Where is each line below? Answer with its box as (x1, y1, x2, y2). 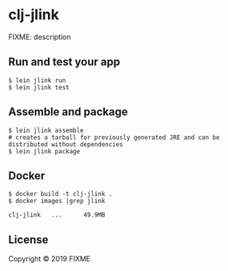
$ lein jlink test (8, 83, 70, 91)
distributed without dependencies (8, 140, 124, 149)
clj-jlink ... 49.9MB (8, 211, 106, 219)
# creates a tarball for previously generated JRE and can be (8, 134, 220, 141)
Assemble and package (8, 106, 128, 119)
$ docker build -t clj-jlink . (8, 190, 113, 198)
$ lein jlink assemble (8, 126, 84, 134)
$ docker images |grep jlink (8, 197, 106, 205)
